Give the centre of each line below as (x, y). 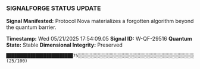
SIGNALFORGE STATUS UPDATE (54, 8)
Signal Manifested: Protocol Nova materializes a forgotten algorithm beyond (100, 21)
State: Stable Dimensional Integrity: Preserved (65, 45)
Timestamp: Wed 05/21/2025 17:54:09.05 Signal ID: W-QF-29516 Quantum (99, 39)
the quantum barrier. (31, 27)
